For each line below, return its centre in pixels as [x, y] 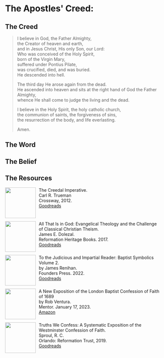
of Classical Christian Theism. [69, 229]
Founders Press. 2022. [62, 273]
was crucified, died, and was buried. [54, 70]
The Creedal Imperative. [63, 190]
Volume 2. [49, 262]
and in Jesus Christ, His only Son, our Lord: [61, 49]
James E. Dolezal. [57, 234]
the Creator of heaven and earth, [50, 44]
